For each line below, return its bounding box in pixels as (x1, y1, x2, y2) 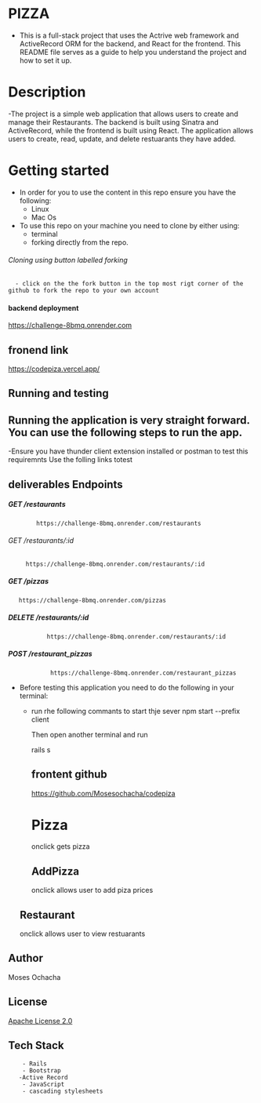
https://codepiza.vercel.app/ (8, 364, 100, 373)
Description (8, 83, 86, 101)
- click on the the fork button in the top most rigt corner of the (15, 280, 244, 288)
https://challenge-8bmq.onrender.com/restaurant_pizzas (49, 668, 237, 677)
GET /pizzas (8, 577, 49, 586)
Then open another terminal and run (31, 730, 149, 739)
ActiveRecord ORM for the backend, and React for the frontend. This (19, 38, 241, 48)
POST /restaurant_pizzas (8, 649, 92, 659)
